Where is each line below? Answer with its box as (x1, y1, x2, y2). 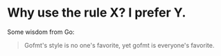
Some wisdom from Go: (7, 28, 75, 36)
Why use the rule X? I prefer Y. (7, 5, 186, 21)
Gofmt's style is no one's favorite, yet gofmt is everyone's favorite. (24, 41, 215, 49)
